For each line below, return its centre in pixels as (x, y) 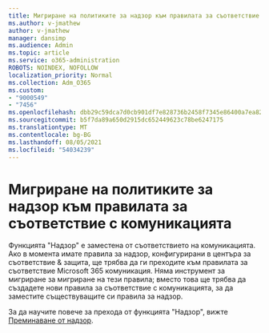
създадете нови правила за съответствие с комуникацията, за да (121, 288)
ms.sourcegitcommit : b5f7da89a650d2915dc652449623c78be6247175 (116, 120)
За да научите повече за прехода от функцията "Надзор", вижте (118, 312)
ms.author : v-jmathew (44, 23)
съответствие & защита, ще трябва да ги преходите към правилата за (128, 263)
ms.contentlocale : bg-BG (50, 134)
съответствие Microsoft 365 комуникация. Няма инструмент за (117, 271)
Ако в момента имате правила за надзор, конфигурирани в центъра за (130, 254)
